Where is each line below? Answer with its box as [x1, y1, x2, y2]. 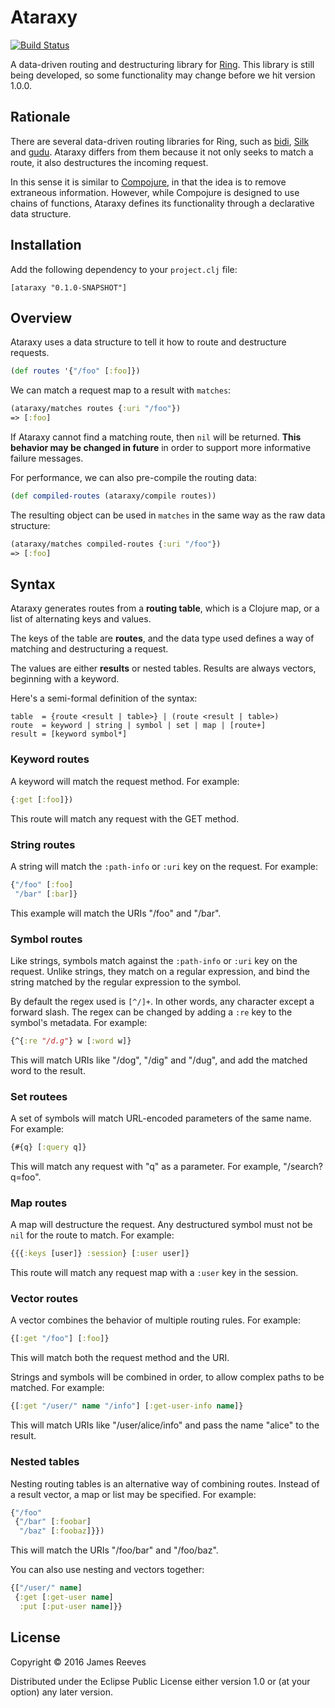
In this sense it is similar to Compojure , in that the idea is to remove [10, 176, 287, 188]
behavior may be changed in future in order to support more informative [10, 442, 312, 453]
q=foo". [10, 1171, 42, 1183]
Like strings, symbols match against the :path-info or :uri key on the [10, 954, 298, 966]
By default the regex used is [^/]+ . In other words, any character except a [10, 995, 315, 1007]
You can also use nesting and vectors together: [10, 1564, 205, 1576]
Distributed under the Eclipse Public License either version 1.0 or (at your [10, 1675, 311, 1687]
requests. [10, 347, 50, 359]
